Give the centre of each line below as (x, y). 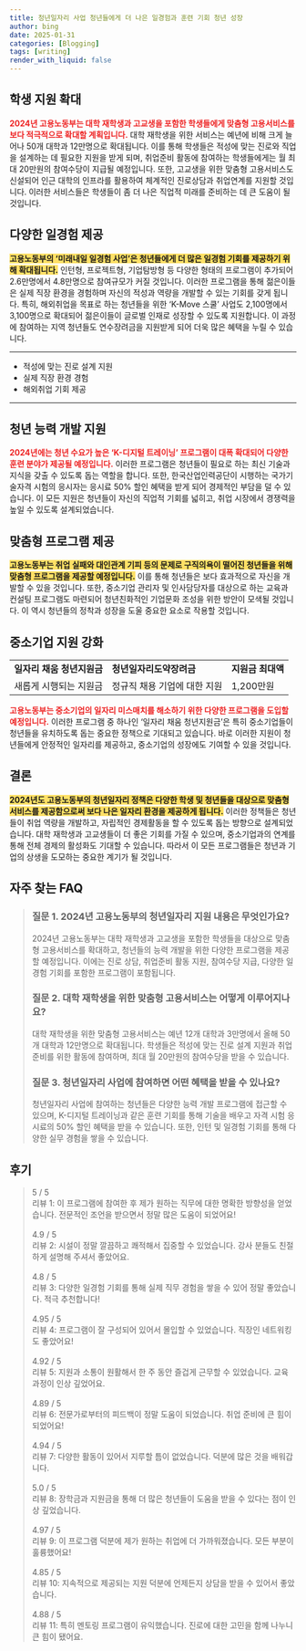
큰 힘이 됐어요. (57, 1636)
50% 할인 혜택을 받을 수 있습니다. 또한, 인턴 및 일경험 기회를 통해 (171, 1127)
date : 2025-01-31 (42, 35)
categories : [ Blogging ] (55, 43)
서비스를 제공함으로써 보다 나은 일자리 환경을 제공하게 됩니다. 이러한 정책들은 (144, 811)
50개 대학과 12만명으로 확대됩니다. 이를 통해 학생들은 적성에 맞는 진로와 (153, 146)
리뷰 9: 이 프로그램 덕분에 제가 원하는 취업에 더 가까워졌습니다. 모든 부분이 (163, 1541)
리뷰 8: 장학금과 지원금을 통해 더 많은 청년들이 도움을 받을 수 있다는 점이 (159, 1499)
